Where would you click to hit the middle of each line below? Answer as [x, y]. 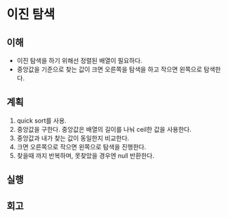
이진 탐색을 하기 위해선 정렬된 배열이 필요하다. [80, 61]
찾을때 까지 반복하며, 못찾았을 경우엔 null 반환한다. [86, 156]
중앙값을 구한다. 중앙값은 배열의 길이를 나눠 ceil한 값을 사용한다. [104, 129]
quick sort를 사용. [42, 121]
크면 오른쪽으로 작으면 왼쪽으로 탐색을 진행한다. [81, 147]
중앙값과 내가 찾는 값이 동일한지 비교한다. [73, 138]
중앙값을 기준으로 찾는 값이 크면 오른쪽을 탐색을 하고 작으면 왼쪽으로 [109, 69]
